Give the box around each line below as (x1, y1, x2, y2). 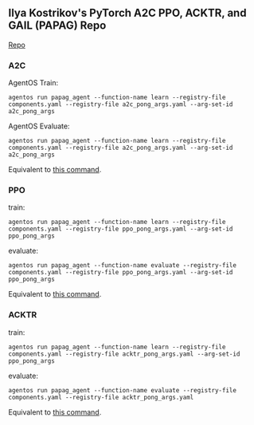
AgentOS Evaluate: (8, 121, 70, 131)
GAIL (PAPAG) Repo (8, 19, 107, 33)
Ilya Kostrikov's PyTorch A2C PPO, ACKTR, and (8, 6, 247, 20)
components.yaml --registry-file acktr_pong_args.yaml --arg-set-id (8, 350, 240, 358)
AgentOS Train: (8, 78, 58, 88)
